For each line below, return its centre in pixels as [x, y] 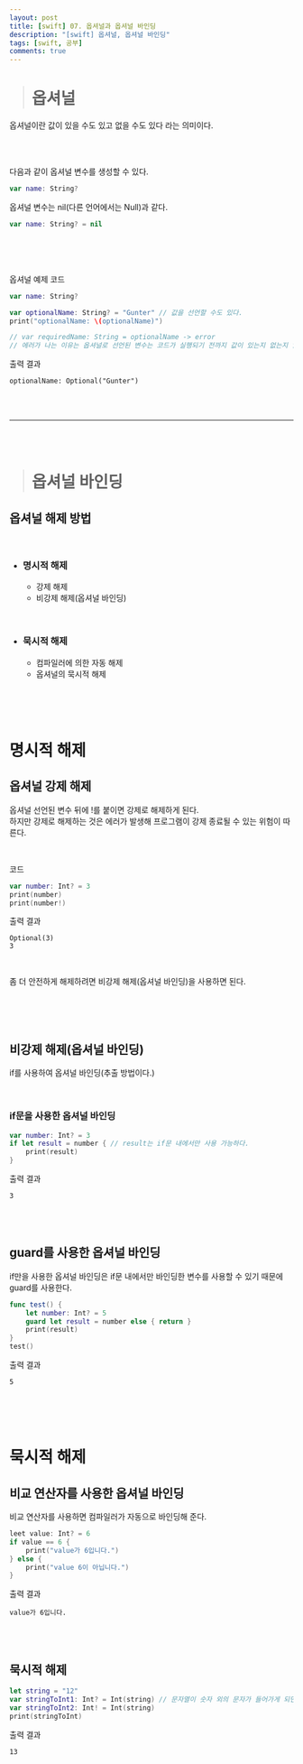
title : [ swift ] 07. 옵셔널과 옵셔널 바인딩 [83, 26]
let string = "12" [44, 1691]
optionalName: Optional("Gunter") [74, 381]
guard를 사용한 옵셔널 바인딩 [85, 1253]
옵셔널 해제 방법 [50, 518]
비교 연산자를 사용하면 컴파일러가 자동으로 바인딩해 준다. [108, 1517]
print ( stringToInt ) [46, 1716]
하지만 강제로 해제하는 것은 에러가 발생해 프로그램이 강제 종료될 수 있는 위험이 [145, 821]
